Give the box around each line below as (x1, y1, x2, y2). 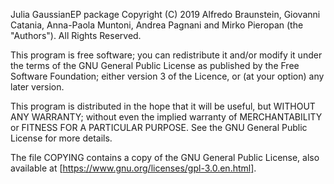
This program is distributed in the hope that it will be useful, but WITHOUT (10, 100, 316, 112)
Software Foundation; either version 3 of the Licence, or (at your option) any (10, 70, 325, 82)
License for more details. (10, 132, 113, 144)
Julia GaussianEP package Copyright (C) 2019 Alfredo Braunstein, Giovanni (10, 9, 321, 20)
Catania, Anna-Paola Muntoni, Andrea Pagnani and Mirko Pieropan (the (10, 19, 304, 31)
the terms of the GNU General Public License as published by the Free (10, 60, 300, 71)
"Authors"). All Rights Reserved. (10, 30, 142, 41)
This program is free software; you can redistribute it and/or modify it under (10, 49, 323, 61)
